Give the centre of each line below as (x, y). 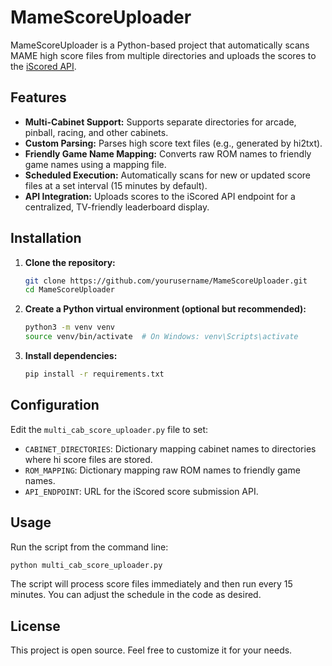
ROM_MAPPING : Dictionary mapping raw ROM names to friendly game (162, 470)
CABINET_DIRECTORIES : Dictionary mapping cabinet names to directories (170, 448)
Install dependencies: (71, 356)
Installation (46, 238)
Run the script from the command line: (89, 547)
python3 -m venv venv (70, 327)
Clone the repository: (70, 262)
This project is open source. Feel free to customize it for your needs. (151, 650)
